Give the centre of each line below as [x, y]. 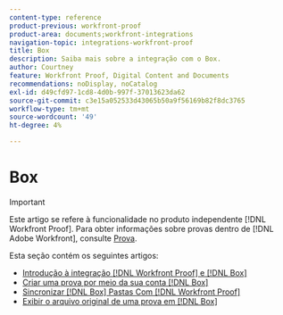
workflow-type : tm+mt [50, 109]
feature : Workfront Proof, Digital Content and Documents [119, 76]
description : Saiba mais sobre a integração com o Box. [115, 59]
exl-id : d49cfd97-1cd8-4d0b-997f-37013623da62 [97, 92]
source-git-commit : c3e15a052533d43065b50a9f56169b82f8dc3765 [127, 100]
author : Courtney [42, 68]
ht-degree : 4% [36, 126]
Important [27, 202]
